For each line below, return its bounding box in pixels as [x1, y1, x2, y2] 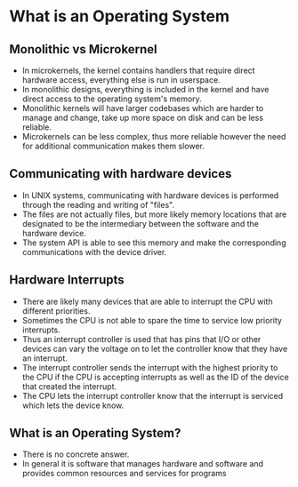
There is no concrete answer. [21, 449, 130, 459]
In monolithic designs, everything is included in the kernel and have [21, 84, 270, 94]
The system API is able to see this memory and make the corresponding [21, 237, 286, 248]
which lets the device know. [21, 400, 125, 411]
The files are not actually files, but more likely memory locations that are [21, 209, 287, 220]
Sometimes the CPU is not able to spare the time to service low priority [21, 315, 283, 325]
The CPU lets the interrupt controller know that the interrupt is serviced [21, 390, 284, 401]
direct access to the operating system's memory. [21, 93, 202, 104]
